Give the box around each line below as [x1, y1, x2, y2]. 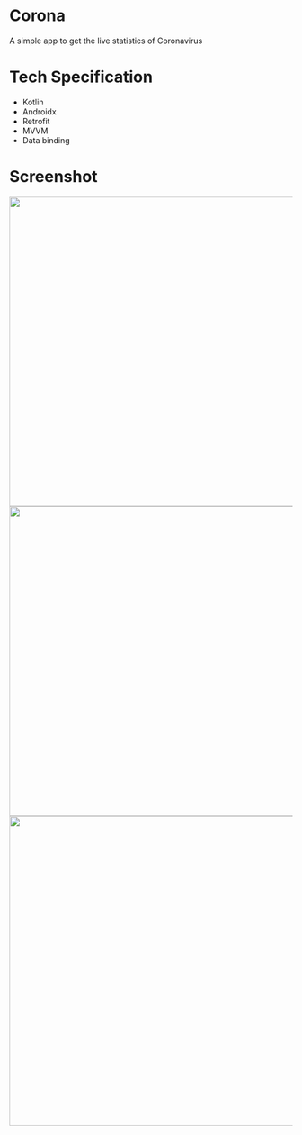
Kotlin [22, 96, 44, 107]
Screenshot [9, 167, 98, 187]
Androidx [22, 105, 57, 117]
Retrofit [22, 115, 50, 126]
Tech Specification [9, 67, 153, 87]
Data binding [22, 134, 70, 145]
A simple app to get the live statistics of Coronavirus [9, 35, 203, 46]
